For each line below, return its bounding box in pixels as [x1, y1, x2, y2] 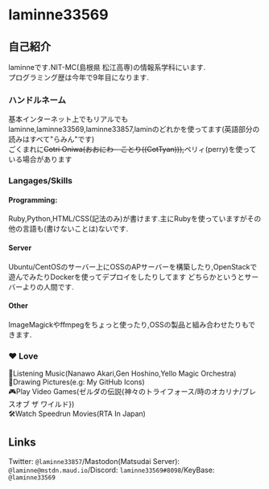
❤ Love [8, 350, 39, 361]
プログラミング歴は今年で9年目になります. [8, 72, 149, 82]
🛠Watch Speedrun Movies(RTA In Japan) [8, 409, 147, 419]
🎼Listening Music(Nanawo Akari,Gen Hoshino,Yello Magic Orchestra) [8, 368, 237, 379]
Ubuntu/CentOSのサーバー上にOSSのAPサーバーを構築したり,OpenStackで [8, 261, 258, 271]
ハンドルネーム [8, 94, 67, 105]
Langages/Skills [8, 175, 73, 187]
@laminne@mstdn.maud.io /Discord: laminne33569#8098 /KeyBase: [8, 465, 215, 475]
